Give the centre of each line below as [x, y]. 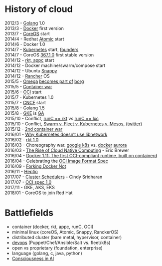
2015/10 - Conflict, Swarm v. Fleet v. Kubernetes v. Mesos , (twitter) [74, 124]
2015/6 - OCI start [23, 92]
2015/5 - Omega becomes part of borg [44, 81]
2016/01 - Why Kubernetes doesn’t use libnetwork [56, 134]
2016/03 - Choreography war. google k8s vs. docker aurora [66, 145]
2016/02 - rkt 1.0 [22, 139]
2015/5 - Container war [29, 86]
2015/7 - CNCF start [25, 102]
